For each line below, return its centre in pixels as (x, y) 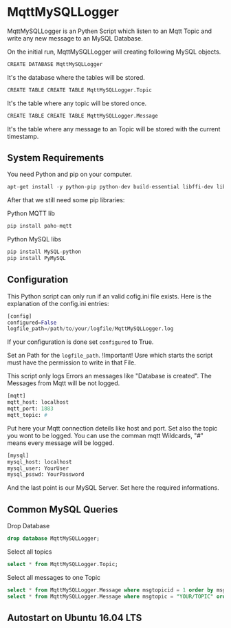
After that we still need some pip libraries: (66, 200)
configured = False (32, 323)
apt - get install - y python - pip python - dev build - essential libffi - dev (110, 187)
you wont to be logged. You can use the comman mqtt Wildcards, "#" (106, 435)
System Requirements (56, 158)
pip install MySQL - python (44, 252)
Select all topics (30, 552)
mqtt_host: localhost (38, 402)
